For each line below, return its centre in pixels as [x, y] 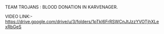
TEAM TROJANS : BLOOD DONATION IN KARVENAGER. [62, 7]
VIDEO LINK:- [19, 16]
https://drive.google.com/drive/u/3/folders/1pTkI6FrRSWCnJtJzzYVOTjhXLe [82, 22]
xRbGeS [13, 27]
